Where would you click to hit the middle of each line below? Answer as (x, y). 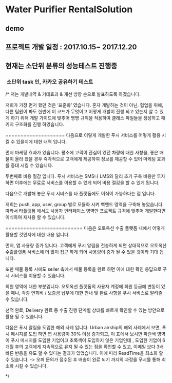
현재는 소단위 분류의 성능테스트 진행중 (61, 66)
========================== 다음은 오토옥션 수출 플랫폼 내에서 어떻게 (85, 228)
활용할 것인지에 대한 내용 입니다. (38, 234)
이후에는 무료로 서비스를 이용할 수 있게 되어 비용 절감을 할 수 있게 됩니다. (87, 183)
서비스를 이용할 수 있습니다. (38, 275)
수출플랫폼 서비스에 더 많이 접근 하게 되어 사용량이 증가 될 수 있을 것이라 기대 (82, 252)
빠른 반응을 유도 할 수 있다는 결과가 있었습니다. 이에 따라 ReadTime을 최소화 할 (84, 353)
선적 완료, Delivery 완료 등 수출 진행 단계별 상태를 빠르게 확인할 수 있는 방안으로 (85, 310)
